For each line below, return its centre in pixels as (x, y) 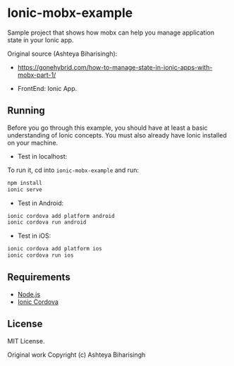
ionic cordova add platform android (61, 216)
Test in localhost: (42, 156)
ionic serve (25, 189)
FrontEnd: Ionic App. (47, 88)
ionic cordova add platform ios (55, 249)
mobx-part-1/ (37, 75)
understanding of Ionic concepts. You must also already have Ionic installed (117, 135)
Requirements (39, 277)
